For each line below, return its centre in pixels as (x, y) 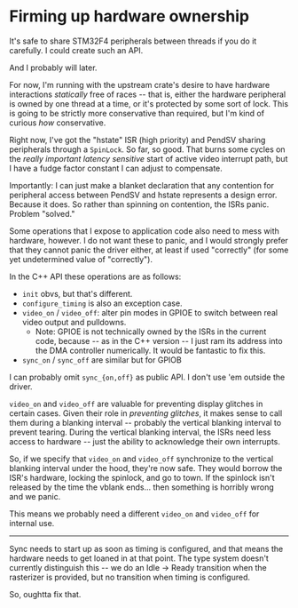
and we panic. (35, 496)
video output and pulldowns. (74, 322)
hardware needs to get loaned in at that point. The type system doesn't (139, 558)
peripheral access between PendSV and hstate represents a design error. (143, 195)
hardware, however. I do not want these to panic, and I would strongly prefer (149, 240)
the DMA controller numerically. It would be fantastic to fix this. (150, 350)
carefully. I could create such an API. (76, 50)
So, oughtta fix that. (45, 594)
